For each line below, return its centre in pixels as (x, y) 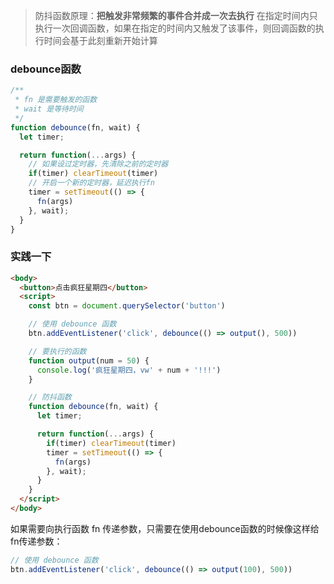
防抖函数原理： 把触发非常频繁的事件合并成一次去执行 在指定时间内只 (176, 15)
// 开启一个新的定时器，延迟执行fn (91, 183)
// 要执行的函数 (57, 351)
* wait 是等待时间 (49, 109)
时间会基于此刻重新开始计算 (100, 40)
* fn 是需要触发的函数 (56, 100)
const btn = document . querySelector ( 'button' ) (127, 306)
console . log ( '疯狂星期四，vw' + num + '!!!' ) (129, 370)
